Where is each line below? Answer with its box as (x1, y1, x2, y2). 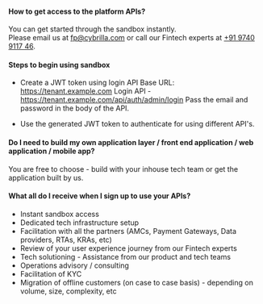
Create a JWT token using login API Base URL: (19, 77, 175, 88)
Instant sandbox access (19, 209, 99, 219)
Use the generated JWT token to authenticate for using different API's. (19, 119, 255, 129)
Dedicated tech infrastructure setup (19, 218, 140, 227)
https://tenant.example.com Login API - (19, 86, 152, 96)
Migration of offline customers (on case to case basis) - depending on (19, 277, 254, 287)
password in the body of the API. (19, 103, 130, 113)
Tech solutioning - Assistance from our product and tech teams (19, 252, 232, 261)
